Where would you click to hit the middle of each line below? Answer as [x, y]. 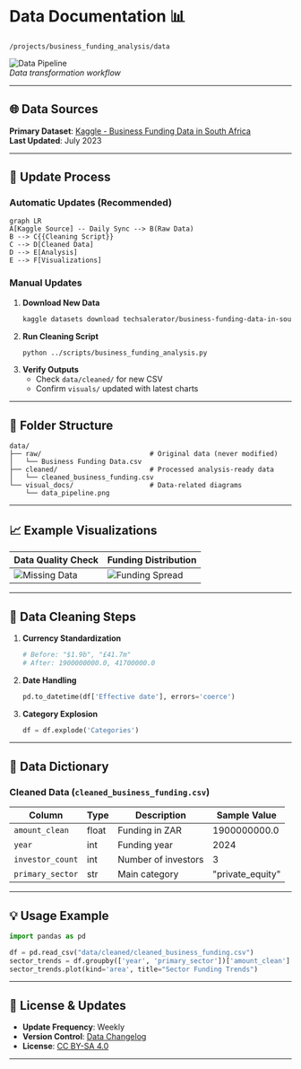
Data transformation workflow [65, 73]
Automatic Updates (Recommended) [91, 203]
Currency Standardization [72, 638]
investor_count [46, 860]
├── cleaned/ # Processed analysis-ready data [142, 470]
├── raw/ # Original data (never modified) [144, 454]
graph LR [26, 221]
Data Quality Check [56, 560]
